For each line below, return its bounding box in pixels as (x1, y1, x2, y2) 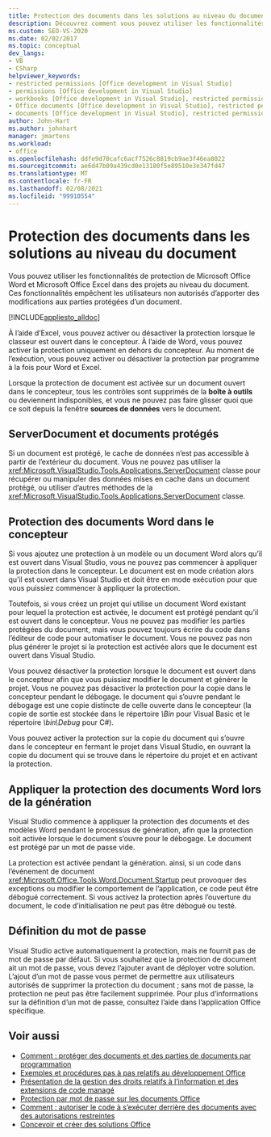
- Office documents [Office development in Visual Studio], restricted (8, 102, 254, 110)
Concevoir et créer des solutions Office (19, 1119, 151, 1129)
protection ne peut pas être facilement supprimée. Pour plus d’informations (8, 988, 259, 998)
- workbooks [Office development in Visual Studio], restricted (8, 95, 229, 103)
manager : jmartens (8, 132, 70, 140)
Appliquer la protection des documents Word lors (8, 782, 262, 796)
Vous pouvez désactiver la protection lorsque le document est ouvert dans (8, 666, 256, 676)
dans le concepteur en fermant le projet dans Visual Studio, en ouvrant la (8, 742, 252, 752)
